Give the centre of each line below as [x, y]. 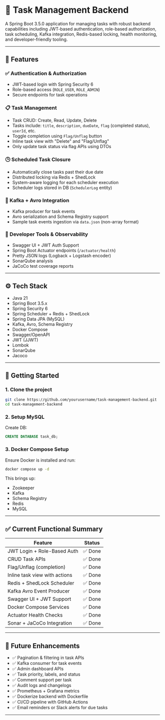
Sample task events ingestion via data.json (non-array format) [75, 221]
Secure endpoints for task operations [50, 94]
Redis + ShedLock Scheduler [41, 583]
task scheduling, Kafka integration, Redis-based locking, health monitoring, [81, 34]
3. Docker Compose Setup [37, 449]
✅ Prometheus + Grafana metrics [46, 691]
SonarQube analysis [32, 261]
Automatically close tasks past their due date [58, 172]
